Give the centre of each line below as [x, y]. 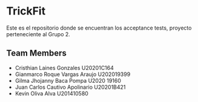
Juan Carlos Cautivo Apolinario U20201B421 [70, 87]
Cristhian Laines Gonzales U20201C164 [64, 68]
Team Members [36, 53]
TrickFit [26, 11]
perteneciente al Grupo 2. [38, 34]
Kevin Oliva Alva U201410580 [52, 93]
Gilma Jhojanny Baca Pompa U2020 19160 [68, 80]
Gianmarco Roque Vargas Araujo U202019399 [73, 74]
